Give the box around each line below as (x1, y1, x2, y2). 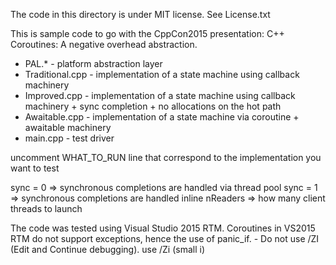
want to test (10, 162, 60, 174)
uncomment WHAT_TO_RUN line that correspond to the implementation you (10, 152, 322, 163)
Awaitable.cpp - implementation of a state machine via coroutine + (24, 111, 300, 123)
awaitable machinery (24, 122, 112, 133)
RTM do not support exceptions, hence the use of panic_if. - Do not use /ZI (10, 233, 320, 244)
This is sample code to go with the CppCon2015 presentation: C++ (10, 28, 285, 39)
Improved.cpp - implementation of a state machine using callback (24, 90, 296, 101)
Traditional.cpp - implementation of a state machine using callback (24, 69, 300, 80)
